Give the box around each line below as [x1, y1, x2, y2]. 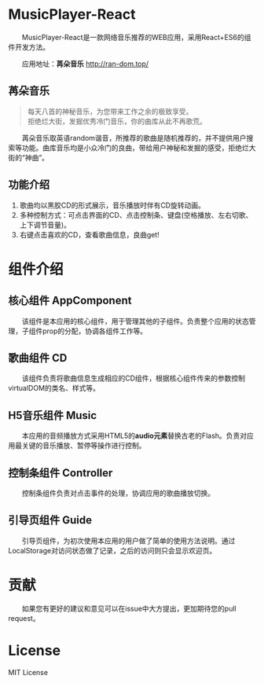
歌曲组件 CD [8, 351, 68, 365]
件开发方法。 [8, 42, 49, 52]
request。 [8, 613, 41, 622]
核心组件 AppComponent [8, 294, 132, 307]
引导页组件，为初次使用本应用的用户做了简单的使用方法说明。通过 [22, 536, 236, 545]
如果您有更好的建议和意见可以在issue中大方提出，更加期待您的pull [22, 604, 237, 613]
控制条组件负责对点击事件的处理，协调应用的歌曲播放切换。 [22, 489, 214, 498]
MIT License [8, 667, 49, 677]
